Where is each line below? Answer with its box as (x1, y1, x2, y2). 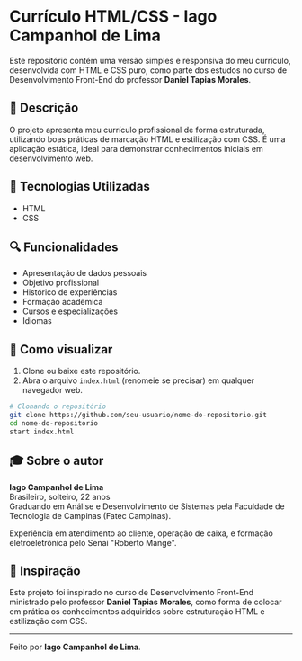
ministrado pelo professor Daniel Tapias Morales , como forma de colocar (9, 596, 282, 608)
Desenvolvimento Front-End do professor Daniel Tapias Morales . (9, 74, 252, 85)
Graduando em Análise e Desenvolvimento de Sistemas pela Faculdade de (9, 501, 285, 512)
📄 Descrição (9, 101, 79, 116)
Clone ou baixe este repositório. (22, 366, 141, 377)
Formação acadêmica (22, 297, 103, 308)
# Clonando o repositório (9, 402, 106, 411)
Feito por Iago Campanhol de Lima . (9, 641, 141, 653)
